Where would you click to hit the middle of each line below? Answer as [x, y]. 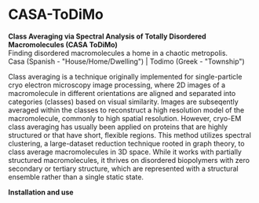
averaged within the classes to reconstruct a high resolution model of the [126, 110]
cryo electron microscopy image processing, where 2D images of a [117, 85]
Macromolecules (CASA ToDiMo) [63, 44]
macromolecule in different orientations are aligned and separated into [122, 93]
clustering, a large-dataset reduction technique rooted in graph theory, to [126, 143]
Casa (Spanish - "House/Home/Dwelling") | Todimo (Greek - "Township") [126, 61]
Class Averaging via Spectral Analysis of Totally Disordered [107, 36]
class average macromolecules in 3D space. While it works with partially [125, 152]
